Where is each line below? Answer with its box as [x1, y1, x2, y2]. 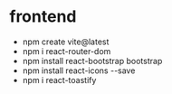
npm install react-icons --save [22, 65, 136, 76]
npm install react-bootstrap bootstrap [22, 55, 163, 66]
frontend [9, 6, 77, 27]
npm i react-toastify [22, 74, 97, 85]
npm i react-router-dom [22, 45, 111, 56]
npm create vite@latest [22, 36, 110, 47]
